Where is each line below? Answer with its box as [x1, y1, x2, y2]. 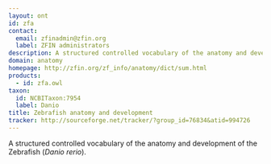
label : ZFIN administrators [15, 42, 110, 50]
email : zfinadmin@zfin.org [15, 34, 106, 43]
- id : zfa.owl [15, 79, 63, 87]
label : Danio [15, 101, 60, 109]
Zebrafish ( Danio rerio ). [8, 146, 87, 157]
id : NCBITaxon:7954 [15, 94, 81, 102]
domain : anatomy [8, 57, 63, 65]
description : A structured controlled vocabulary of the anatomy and [8, 49, 248, 57]
